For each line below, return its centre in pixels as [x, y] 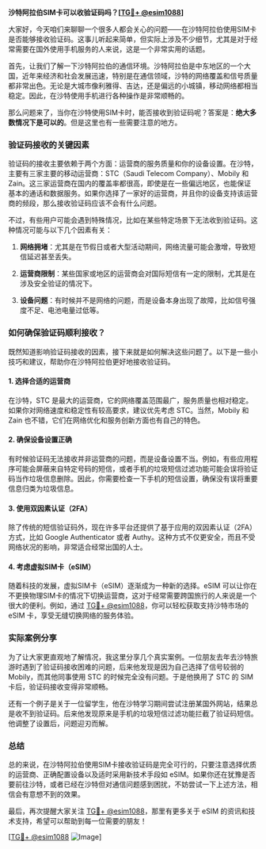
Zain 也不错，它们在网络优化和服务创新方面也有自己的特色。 [106, 420]
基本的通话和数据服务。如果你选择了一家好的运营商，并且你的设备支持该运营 [133, 193]
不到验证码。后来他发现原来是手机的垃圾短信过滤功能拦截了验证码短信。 [140, 713]
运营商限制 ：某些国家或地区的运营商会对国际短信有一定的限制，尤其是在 [137, 273]
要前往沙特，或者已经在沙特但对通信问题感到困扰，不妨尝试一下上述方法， [129, 784]
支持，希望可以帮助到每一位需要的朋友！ [81, 821]
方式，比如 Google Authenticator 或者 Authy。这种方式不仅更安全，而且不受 [132, 537]
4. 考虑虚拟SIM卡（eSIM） [52, 567]
